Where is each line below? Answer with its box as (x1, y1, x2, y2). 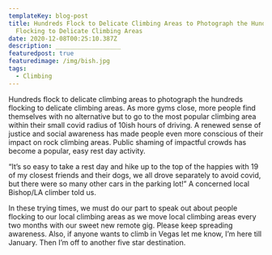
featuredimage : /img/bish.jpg (8, 57, 111, 66)
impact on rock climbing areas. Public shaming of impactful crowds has (8, 137, 247, 147)
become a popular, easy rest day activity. (8, 146, 146, 155)
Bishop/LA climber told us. (8, 187, 97, 197)
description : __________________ (8, 42, 121, 50)
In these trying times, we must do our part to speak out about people (8, 203, 238, 213)
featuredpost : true (8, 49, 74, 57)
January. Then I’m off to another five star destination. (8, 237, 186, 247)
